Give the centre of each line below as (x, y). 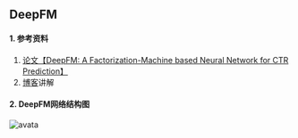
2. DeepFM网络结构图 (50, 104)
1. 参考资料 (29, 38)
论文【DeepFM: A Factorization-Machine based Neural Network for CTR (155, 60)
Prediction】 (45, 71)
